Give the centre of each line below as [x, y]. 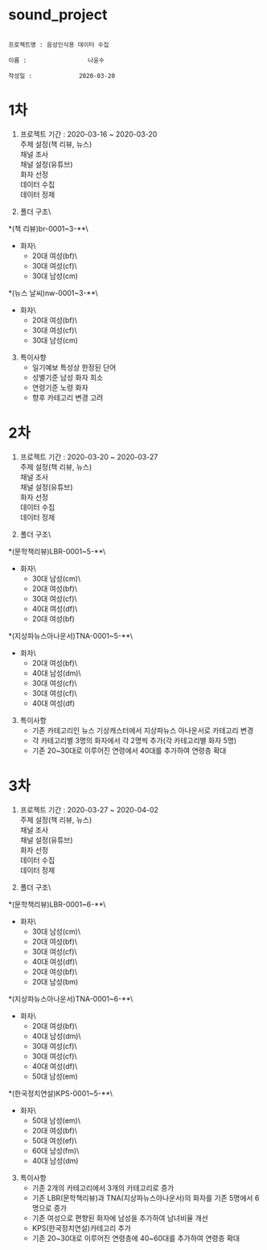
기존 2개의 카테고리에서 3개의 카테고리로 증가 [103, 1187]
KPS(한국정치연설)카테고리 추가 [81, 1227]
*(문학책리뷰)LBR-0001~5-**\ [57, 551]
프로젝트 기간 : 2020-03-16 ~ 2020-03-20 [88, 134]
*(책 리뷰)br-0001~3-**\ [48, 228]
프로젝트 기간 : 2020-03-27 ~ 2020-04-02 [89, 809]
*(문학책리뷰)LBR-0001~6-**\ [57, 904]
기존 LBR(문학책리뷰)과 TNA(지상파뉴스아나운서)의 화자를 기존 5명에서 [142, 1198]
